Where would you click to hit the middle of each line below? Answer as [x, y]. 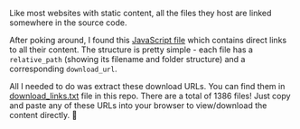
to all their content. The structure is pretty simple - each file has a [131, 50]
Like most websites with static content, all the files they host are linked [141, 13]
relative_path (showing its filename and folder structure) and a [127, 59]
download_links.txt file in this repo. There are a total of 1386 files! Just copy [150, 96]
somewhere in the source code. [68, 23]
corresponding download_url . [63, 69]
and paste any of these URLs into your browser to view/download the [138, 106]
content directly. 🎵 [43, 115]
